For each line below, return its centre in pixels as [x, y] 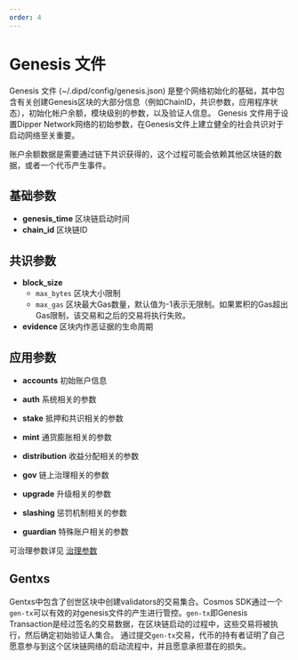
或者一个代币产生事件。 [68, 165]
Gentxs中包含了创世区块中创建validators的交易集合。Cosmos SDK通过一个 [146, 601]
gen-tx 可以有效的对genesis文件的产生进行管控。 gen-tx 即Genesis [129, 612]
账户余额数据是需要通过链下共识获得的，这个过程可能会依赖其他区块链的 [141, 154]
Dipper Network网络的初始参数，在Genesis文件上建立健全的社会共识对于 [150, 124]
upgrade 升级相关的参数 [66, 494]
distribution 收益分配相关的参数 [81, 456]
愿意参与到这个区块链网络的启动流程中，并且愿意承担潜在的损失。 [130, 646]
